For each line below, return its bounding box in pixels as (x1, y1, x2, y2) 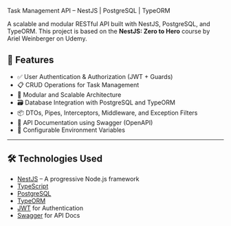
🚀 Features (7, 54, 54, 66)
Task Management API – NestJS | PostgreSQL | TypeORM (7, 7, 170, 14)
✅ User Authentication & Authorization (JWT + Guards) (16, 72, 173, 80)
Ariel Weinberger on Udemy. (7, 34, 87, 43)
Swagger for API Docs (16, 211, 80, 219)
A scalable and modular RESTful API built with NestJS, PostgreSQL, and (7, 20, 211, 27)
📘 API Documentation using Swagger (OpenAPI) (16, 118, 153, 126)
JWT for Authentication (16, 203, 84, 212)
